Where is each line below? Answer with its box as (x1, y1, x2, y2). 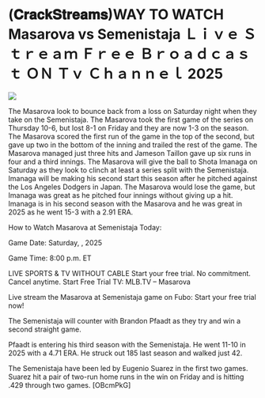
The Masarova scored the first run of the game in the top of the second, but (8, 131, 255, 141)
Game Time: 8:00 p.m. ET (8, 253, 93, 263)
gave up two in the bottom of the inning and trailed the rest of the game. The (8, 140, 258, 150)
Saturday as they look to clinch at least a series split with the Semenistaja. (8, 165, 249, 175)
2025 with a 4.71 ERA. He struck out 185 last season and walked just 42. (8, 348, 243, 358)
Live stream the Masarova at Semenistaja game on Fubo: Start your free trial (8, 292, 257, 301)
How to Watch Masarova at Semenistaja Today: (8, 222, 162, 232)
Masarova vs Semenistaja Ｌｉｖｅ (8, 25, 240, 44)
